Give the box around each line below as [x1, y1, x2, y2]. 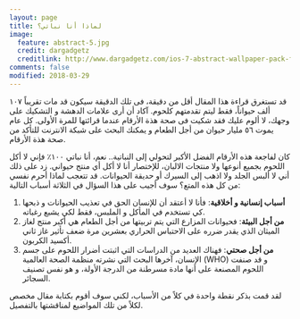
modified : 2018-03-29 [9, 71, 90, 80]
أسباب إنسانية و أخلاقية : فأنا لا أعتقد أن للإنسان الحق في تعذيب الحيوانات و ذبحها [21, 197, 286, 207]
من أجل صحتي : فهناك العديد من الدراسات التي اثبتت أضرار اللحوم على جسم [21, 244, 274, 255]
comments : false [9, 63, 70, 72]
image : [9, 29, 34, 38]
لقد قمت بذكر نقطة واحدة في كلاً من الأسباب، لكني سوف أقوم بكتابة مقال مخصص [9, 290, 282, 300]
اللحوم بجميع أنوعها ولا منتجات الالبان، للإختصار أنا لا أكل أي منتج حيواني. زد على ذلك [9, 160, 286, 171]
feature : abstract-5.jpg [17, 38, 110, 47]
